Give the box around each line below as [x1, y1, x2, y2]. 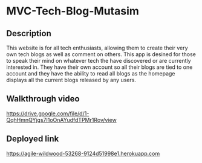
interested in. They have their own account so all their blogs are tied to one [6, 63, 193, 71]
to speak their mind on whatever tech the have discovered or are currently [6, 57, 192, 64]
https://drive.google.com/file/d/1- [6, 110, 90, 117]
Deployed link [6, 134, 59, 144]
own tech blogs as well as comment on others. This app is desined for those [6, 51, 197, 58]
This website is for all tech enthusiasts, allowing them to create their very [6, 44, 189, 51]
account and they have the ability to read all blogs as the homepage [6, 70, 175, 77]
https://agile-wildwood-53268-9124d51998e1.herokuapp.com [6, 150, 160, 157]
